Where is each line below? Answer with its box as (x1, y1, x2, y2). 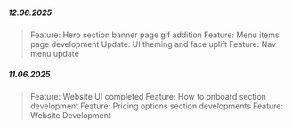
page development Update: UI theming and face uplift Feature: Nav (29, 38, 277, 49)
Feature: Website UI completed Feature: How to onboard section (29, 91, 266, 101)
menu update (29, 48, 79, 59)
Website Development (29, 109, 112, 120)
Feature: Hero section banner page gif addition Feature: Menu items (29, 29, 280, 40)
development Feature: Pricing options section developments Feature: (29, 100, 284, 111)
